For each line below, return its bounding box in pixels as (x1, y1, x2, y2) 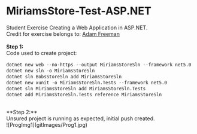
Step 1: (6, 43, 24, 50)
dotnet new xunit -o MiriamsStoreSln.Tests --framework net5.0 (6, 80, 168, 86)
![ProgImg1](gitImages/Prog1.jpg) (6, 121, 88, 128)
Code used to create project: (6, 49, 77, 56)
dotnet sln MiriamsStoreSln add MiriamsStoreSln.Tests (6, 86, 146, 92)
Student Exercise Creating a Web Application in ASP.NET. (6, 24, 148, 31)
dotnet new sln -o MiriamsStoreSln (6, 68, 95, 74)
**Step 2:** (6, 108, 38, 115)
